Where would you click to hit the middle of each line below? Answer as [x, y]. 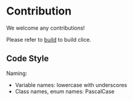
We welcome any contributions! [46, 28]
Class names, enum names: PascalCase [65, 91]
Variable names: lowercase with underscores [71, 85]
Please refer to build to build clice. [49, 39]
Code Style [28, 59]
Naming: [17, 73]
